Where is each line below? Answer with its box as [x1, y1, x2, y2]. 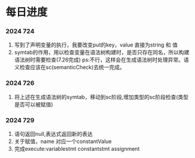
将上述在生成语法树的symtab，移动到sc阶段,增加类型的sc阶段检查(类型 [14, 93, 189, 100]
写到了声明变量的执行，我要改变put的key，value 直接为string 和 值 [14, 41, 178, 48]
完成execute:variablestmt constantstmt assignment [14, 145, 140, 153]
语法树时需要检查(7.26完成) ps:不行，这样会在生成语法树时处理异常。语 [14, 56, 189, 63]
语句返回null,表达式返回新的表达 [14, 131, 93, 138]
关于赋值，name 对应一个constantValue [14, 138, 112, 145]
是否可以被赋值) [14, 101, 53, 108]
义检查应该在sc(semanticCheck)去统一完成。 [14, 64, 125, 71]
